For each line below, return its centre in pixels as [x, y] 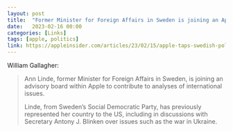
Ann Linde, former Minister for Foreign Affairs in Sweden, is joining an [123, 79]
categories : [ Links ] [37, 33]
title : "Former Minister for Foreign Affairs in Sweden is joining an [113, 20]
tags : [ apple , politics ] [43, 39]
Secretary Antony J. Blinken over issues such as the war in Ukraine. [121, 121]
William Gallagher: [33, 65]
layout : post [26, 13]
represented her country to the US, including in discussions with [116, 114]
